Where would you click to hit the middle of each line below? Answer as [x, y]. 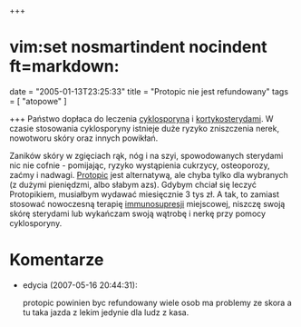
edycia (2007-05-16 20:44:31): [80, 285]
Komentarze [57, 260]
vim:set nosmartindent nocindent [138, 47]
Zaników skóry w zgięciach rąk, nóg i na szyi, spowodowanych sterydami [146, 155]
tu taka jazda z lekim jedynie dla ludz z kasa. [106, 312]
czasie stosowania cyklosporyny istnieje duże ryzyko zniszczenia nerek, [144, 128]
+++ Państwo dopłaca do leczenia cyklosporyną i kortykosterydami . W [141, 118]
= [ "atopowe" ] [38, 101]
